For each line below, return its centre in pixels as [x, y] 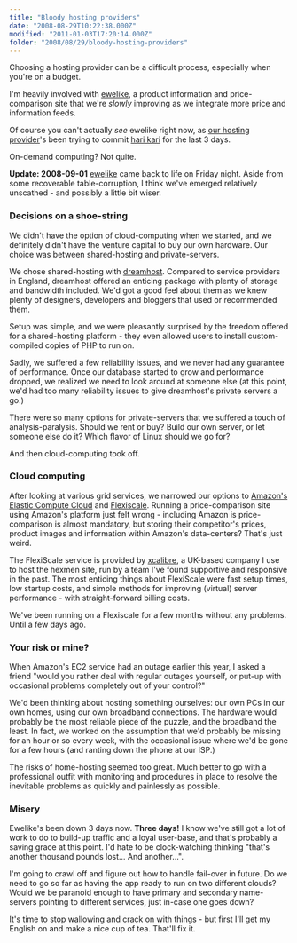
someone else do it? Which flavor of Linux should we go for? [120, 436]
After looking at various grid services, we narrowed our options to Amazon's [148, 495]
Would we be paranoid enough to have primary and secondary [123, 892]
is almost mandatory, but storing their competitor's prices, [160, 524]
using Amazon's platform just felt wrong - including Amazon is [123, 514]
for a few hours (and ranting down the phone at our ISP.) [112, 750]
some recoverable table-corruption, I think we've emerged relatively [133, 184]
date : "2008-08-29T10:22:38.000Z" [73, 26]
